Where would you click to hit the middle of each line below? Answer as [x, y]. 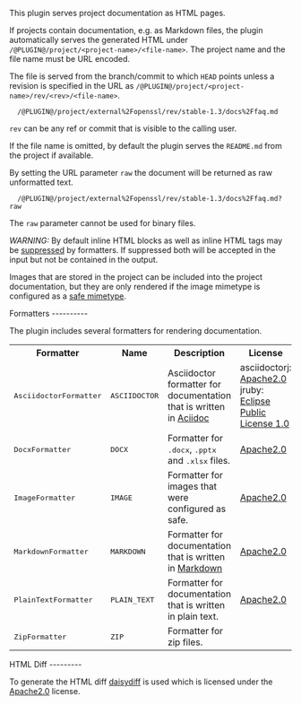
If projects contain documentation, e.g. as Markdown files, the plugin [136, 30]
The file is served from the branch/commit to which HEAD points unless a [142, 76]
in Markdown [195, 568]
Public [253, 412]
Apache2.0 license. [45, 691]
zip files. [185, 642]
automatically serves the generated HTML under [99, 40]
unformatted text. [41, 182]
